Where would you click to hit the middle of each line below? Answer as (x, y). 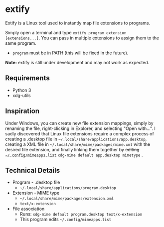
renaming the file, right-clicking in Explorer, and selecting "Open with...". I (80, 128)
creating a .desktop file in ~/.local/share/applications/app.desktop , (76, 139)
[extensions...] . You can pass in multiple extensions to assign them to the (82, 38)
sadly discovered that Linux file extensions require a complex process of (80, 133)
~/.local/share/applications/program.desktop (68, 188)
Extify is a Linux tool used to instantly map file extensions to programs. (78, 23)
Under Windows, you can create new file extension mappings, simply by (79, 123)
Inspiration (22, 111)
